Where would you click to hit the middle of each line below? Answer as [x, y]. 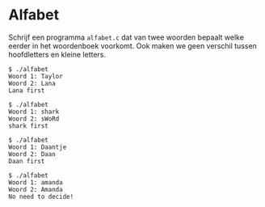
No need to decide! [41, 196]
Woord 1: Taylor [36, 76]
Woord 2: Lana [32, 83]
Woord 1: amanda [36, 182]
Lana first [27, 91]
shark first [28, 126]
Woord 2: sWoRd [34, 119]
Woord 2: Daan [32, 154]
